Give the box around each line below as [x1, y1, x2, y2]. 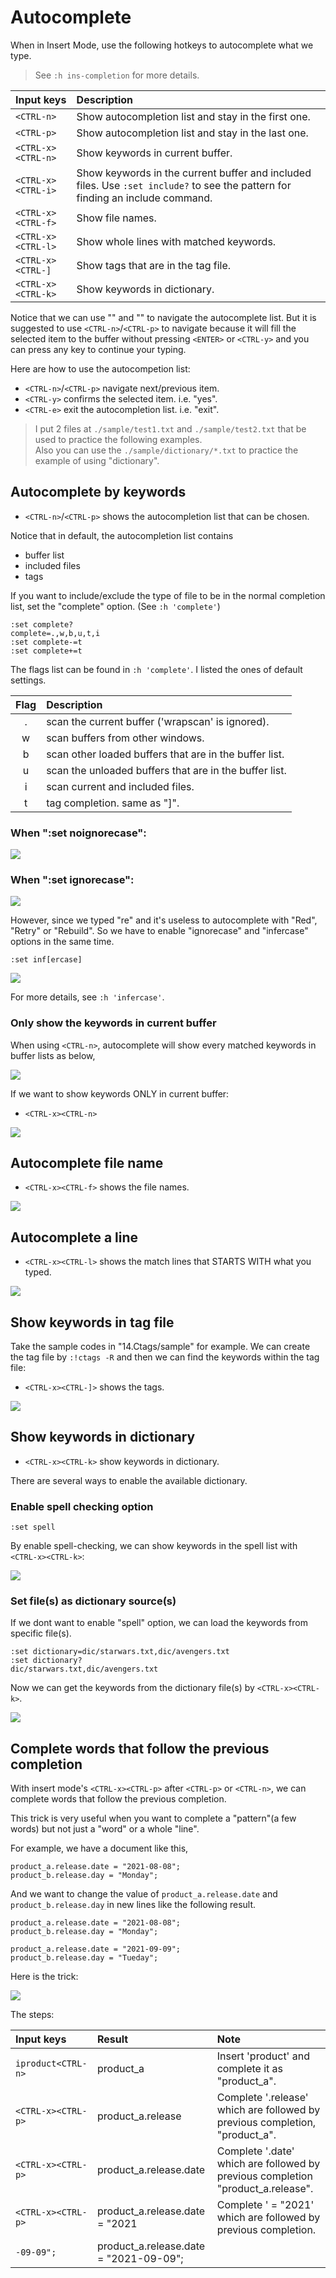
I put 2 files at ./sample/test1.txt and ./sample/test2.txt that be [34, 422, 307, 435]
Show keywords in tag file [10, 1314, 175, 1331]
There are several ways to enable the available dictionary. [10, 1474, 248, 1486]
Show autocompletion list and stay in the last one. [76, 126, 309, 140]
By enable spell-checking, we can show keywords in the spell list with [10, 1540, 298, 1552]
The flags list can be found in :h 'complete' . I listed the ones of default [10, 663, 303, 675]
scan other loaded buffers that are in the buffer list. [46, 747, 285, 761]
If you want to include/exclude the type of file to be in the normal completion [10, 589, 326, 601]
